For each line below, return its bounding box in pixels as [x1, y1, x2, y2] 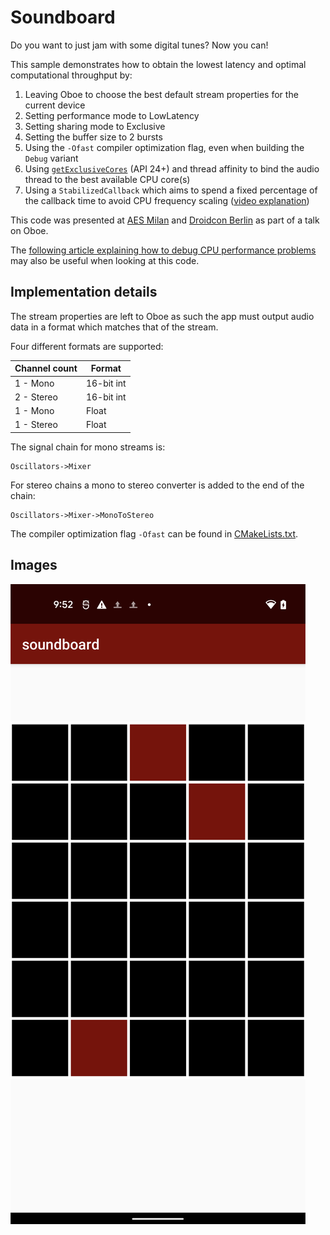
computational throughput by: [10, 69, 133, 81]
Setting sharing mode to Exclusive [24, 120, 166, 132]
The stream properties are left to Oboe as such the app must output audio [10, 310, 315, 322]
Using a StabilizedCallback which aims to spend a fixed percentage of [24, 184, 318, 196]
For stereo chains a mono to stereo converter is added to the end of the [10, 479, 305, 491]
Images [10, 557, 58, 574]
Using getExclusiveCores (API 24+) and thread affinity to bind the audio [24, 162, 320, 175]
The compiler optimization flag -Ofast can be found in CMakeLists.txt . [10, 527, 299, 540]
